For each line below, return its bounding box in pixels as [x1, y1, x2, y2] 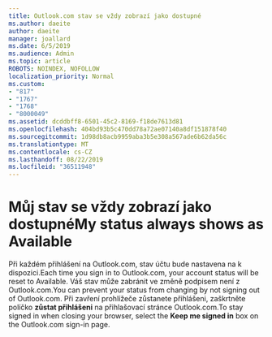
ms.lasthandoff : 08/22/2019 [8, 155, 104, 163]
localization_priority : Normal [8, 72, 114, 80]
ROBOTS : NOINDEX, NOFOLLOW [8, 65, 100, 73]
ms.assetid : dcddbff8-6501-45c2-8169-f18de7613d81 [8, 118, 183, 126]
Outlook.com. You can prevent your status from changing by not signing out [8, 285, 260, 295]
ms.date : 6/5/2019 [8, 42, 71, 50]
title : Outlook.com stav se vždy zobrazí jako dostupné [8, 11, 201, 20]
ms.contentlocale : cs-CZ [8, 148, 93, 156]
